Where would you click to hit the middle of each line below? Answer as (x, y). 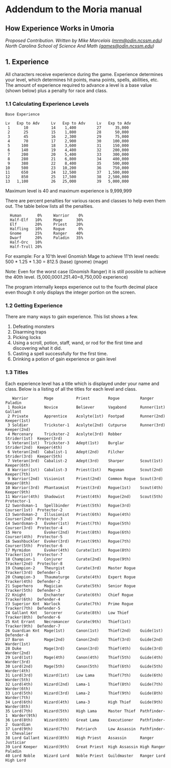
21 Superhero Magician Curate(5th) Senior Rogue (71, 586)
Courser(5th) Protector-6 (34, 546)
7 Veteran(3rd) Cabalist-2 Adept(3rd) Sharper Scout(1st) (85, 461)
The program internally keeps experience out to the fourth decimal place (82, 287)
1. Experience (27, 62)
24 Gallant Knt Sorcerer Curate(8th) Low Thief (67, 613)
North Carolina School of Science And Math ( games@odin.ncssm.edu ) (80, 46)
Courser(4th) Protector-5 (34, 537)
